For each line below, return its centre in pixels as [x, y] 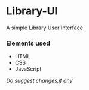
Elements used [28, 43]
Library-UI [32, 11]
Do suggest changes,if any [39, 81]
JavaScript [28, 69]
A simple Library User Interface [45, 28]
